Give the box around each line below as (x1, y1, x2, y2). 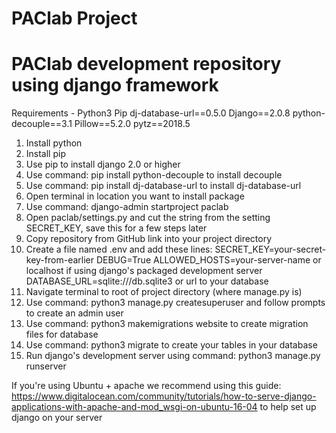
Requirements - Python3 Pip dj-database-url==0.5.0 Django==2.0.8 (11, 107, 291, 119)
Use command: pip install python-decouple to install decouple (25, 169, 283, 181)
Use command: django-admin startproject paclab (25, 201, 229, 213)
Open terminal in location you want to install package (25, 190, 245, 202)
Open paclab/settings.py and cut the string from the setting (25, 212, 271, 224)
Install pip (25, 148, 66, 160)
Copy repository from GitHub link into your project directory (25, 233, 273, 245)
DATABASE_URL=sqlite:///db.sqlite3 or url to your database (25, 275, 269, 287)
